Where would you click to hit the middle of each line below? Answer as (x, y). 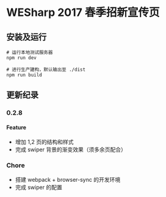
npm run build (24, 75)
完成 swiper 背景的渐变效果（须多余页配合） (70, 149)
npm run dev (21, 58)
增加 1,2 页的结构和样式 (44, 141)
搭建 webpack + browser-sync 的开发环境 (68, 179)
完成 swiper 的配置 (38, 187)
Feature (16, 127)
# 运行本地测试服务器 (30, 52)
